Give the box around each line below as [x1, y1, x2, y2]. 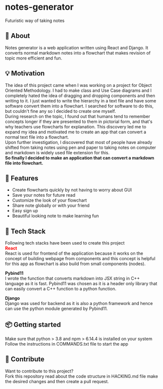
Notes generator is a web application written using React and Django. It [5, 44, 148, 50]
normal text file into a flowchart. [5, 134, 69, 140]
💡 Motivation [5, 69, 45, 78]
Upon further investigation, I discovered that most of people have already [5, 139, 153, 145]
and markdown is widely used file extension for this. [5, 149, 110, 155]
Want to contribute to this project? [5, 368, 74, 374]
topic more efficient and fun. [5, 55, 62, 61]
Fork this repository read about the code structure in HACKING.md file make [5, 373, 158, 379]
